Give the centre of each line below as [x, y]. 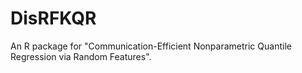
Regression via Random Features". [81, 56]
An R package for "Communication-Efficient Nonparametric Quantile [151, 46]
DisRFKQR [53, 18]
